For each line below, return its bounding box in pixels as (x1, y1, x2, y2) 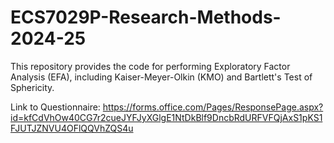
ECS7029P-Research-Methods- (10, 6, 282, 29)
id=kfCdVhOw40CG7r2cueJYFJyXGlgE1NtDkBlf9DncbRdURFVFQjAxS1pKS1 (10, 111, 323, 123)
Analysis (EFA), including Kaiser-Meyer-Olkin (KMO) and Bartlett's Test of (10, 71, 313, 83)
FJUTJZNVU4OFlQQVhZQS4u (10, 122, 134, 134)
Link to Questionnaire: (10, 101, 101, 113)
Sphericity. (10, 81, 55, 93)
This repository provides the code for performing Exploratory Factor (10, 60, 291, 72)
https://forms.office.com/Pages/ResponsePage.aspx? (102, 101, 324, 113)
